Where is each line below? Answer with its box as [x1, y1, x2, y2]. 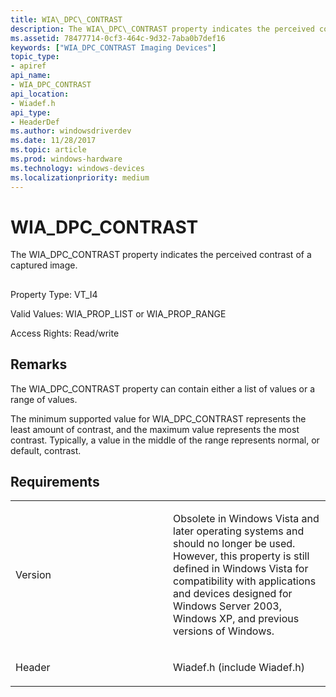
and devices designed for [173, 587, 293, 601]
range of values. [10, 393, 78, 405]
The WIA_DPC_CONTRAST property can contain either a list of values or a [10, 382, 316, 395]
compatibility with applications [173, 574, 317, 588]
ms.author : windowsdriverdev [10, 126, 132, 136]
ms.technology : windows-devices [10, 163, 145, 173]
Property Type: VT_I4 [10, 288, 98, 300]
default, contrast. [10, 444, 82, 456]
